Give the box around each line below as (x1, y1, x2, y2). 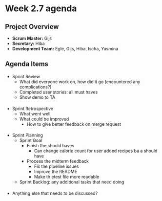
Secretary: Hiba (12, 41, 45, 46)
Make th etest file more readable (34, 174, 100, 180)
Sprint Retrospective (12, 106, 54, 112)
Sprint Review (12, 73, 40, 79)
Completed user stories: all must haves (19, 89, 98, 95)
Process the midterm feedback (26, 158, 89, 164)
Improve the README (34, 169, 77, 175)
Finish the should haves (26, 143, 75, 149)
